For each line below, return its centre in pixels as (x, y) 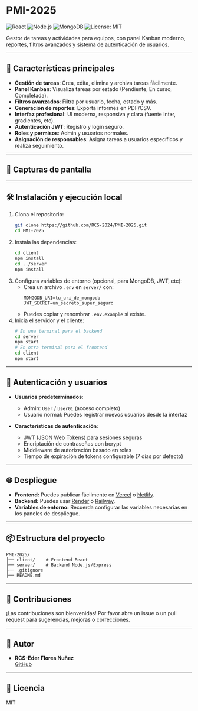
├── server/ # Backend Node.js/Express (59, 565)
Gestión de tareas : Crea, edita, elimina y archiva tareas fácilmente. (96, 83)
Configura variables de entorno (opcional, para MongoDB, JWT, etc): (98, 281)
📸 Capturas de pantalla (49, 170)
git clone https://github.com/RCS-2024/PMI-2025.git (81, 225)
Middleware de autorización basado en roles (77, 450)
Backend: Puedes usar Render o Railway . (65, 501)
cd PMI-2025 (29, 231)
